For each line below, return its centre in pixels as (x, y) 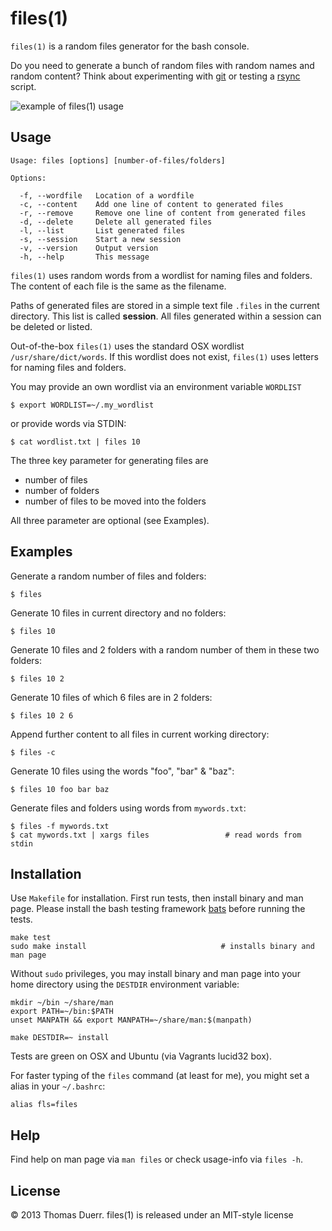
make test (31, 938)
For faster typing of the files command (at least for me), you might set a (160, 1076)
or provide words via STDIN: (68, 423)
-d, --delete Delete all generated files (116, 222)
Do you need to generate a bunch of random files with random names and (162, 65)
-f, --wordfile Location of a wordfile (107, 195)
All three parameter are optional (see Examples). (110, 520)
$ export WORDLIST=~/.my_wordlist (82, 405)
